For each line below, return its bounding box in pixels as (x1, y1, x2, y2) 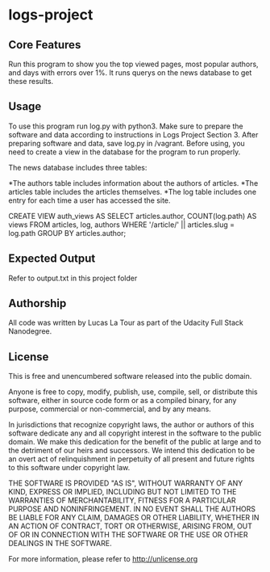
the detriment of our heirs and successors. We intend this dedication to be (8, 446, 255, 456)
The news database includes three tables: (8, 162, 147, 172)
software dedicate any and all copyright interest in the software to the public (8, 428, 262, 438)
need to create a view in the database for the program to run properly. (8, 147, 241, 157)
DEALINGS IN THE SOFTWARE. (8, 539, 112, 549)
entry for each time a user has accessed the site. (8, 196, 171, 205)
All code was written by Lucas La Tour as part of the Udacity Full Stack (8, 318, 243, 328)
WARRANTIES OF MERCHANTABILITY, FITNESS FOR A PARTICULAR (8, 495, 236, 506)
